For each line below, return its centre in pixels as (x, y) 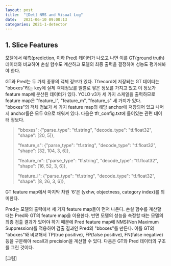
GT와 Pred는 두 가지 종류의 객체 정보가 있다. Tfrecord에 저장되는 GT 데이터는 (82, 82)
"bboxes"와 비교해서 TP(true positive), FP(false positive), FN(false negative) (84, 235)
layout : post (19, 10)
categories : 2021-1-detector (36, 24)
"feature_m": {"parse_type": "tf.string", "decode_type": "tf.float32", (88, 161)
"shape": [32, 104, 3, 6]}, (44, 151)
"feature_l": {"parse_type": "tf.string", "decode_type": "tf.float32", (87, 176)
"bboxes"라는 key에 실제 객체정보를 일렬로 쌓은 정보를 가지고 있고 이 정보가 (81, 88)
